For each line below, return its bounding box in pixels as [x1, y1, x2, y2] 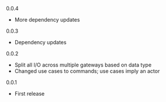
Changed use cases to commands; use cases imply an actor [14, 68, 160, 75]
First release [14, 90, 45, 97]
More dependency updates [14, 16, 80, 23]
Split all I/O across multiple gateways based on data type [14, 61, 152, 68]
